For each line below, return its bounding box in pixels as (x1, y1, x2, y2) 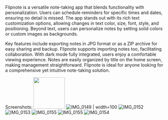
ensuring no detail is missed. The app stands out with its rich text (5, 15, 140, 21)
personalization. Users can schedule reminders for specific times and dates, (5, 10, 163, 16)
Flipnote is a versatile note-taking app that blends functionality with (5, 5, 144, 10)
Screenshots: (5, 104, 33, 110)
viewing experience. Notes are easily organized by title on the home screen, (5, 57, 162, 62)
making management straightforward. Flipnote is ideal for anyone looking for (5, 62, 163, 68)
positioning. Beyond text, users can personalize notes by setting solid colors (5, 26, 163, 32)
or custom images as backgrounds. (5, 31, 78, 37)
